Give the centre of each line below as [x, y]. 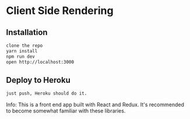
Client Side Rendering [60, 11]
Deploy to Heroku [38, 80]
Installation [27, 32]
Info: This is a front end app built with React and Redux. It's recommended [95, 105]
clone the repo [24, 45]
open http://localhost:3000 [40, 62]
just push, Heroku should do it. [47, 94]
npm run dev [20, 57]
